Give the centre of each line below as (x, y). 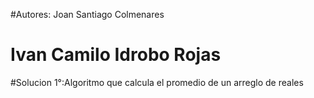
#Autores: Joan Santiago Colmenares (87, 14)
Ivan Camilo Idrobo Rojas (116, 55)
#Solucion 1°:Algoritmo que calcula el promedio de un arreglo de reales (157, 82)
